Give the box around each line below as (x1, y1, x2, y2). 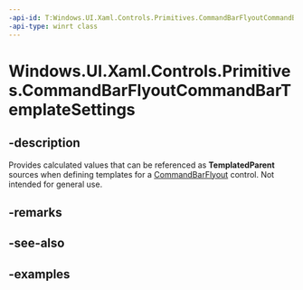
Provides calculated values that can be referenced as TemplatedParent (8, 159, 275, 170)
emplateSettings (8, 99, 136, 120)
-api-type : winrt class (8, 22, 99, 31)
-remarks (8, 205, 62, 220)
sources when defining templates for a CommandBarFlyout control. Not (8, 169, 275, 179)
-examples (8, 266, 71, 282)
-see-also (8, 236, 65, 251)
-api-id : (8, 13, 42, 23)
